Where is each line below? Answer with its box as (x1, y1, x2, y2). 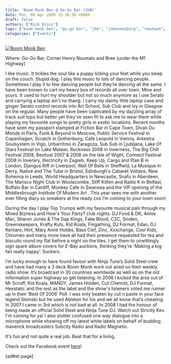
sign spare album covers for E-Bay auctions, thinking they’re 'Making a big (5, 243, 162, 249)
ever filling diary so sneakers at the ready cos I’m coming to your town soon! (5, 195, 166, 201)
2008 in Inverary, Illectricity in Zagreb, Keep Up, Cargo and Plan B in (5, 157, 149, 163)
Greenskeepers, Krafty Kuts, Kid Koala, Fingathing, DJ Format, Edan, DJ (5, 222, 157, 227)
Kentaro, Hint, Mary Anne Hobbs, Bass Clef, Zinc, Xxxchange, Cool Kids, (5, 227, 158, 233)
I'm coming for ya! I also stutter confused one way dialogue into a (5, 312, 143, 319)
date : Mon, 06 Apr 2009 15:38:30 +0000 (5, 12, 90, 17)
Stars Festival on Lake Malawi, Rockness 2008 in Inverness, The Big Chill (5, 147, 159, 152)
